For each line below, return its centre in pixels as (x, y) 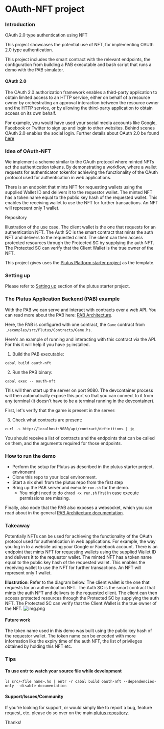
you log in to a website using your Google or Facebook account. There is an (81, 547)
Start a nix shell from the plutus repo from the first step (68, 482)
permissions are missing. (45, 498)
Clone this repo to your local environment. (54, 477)
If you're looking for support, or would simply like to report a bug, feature (79, 707)
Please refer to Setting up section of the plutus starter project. (68, 286)
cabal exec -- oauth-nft (30, 381)
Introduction (20, 25)
